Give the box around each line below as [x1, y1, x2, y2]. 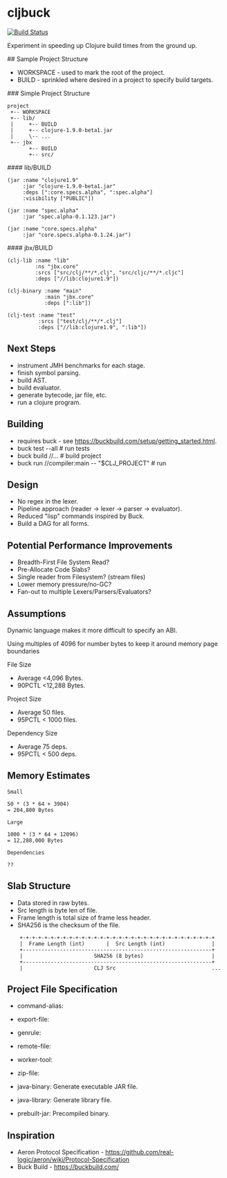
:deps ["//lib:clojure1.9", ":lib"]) [37, 324, 147, 331]
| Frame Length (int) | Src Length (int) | [19, 940, 215, 947]
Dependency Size [7, 729, 57, 737]
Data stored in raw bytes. [17, 898, 89, 907]
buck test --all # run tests [17, 444, 90, 452]
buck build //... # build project [17, 451, 102, 460]
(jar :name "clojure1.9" [7, 176, 79, 183]
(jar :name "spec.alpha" [7, 207, 79, 214]
